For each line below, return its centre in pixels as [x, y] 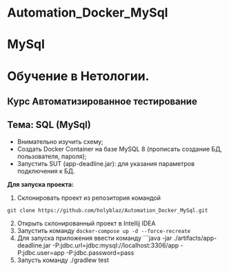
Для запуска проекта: [41, 184]
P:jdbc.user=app [41, 252]
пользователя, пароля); [52, 156]
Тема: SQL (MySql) [49, 125]
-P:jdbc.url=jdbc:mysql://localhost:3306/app [116, 245]
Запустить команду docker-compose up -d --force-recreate [104, 230]
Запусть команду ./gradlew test [63, 260]
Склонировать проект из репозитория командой [89, 198]
